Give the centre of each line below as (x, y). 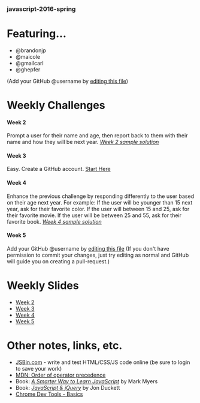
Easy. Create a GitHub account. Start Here (59, 169)
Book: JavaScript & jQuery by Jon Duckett (68, 387)
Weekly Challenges (56, 105)
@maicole (28, 56)
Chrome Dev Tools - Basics (49, 394)
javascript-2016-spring (41, 9)
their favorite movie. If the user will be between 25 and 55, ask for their (94, 215)
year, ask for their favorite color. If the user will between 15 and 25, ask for (98, 209)
